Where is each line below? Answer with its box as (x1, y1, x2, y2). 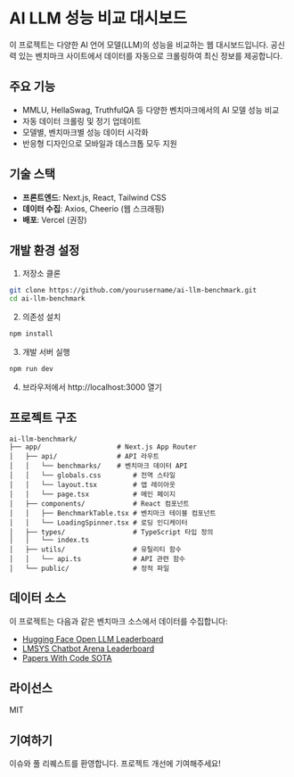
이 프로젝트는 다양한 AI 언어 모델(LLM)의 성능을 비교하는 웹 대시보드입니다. (9, 39, 269, 50)
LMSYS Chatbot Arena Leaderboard (21, 643, 154, 654)
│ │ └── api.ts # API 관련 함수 (9, 554, 185, 563)
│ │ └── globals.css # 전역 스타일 (9, 470, 176, 480)
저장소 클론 (21, 269, 61, 279)
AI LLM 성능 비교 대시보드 (9, 8, 188, 29)
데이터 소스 (9, 591, 67, 606)
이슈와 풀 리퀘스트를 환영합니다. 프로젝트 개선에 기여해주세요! (9, 758, 221, 769)
